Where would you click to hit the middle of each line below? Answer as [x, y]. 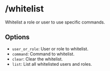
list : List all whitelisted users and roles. [52, 64]
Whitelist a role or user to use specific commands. [55, 22]
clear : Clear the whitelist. [37, 59]
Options [17, 37]
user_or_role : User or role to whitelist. [50, 48]
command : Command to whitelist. [43, 54]
